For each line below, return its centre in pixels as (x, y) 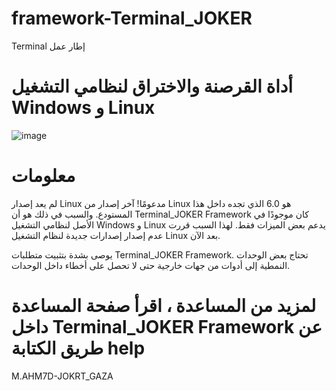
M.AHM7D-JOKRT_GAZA (62, 376)
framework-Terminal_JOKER (132, 18)
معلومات (43, 176)
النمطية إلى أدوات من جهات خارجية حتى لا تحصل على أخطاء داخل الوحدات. (151, 265)
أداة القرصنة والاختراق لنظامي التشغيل (152, 86)
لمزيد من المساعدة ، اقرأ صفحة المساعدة (164, 306)
